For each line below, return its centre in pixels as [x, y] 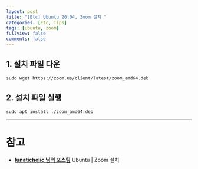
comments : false [26, 39]
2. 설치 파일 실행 [34, 98]
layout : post [22, 11]
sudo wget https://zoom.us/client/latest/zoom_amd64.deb [77, 78]
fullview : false [26, 34]
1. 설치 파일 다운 [33, 64]
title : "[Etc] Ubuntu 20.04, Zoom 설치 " [57, 17]
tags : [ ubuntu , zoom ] [33, 28]
